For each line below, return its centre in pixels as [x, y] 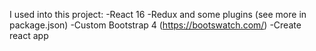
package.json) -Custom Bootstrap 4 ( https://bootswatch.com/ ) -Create [155, 25]
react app [29, 35]
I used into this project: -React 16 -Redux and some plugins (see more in [158, 14]
